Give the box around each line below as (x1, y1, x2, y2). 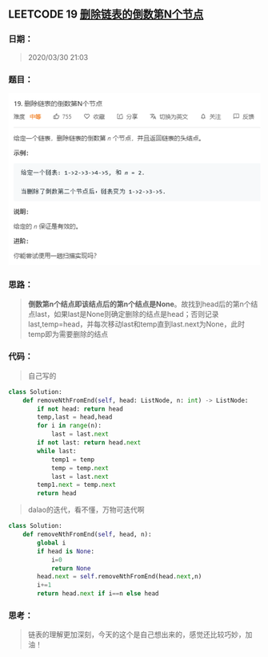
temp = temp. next (50, 464, 110, 472)
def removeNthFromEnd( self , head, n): (22, 530, 152, 539)
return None (50, 564, 91, 572)
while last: (37, 447, 78, 455)
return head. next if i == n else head (37, 590, 159, 598)
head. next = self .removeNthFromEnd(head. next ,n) (37, 573, 202, 581)
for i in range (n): (37, 422, 102, 430)
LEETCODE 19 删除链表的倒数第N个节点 (8, 7, 204, 22)
